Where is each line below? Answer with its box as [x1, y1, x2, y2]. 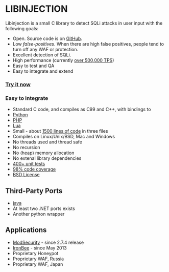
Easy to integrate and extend [12, 68, 74, 74]
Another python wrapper [12, 211, 65, 217]
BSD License [12, 172, 40, 178]
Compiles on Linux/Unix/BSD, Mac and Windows [12, 134, 115, 140]
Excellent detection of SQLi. [12, 52, 71, 58]
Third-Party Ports [5, 186, 63, 195]
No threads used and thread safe [12, 139, 83, 145]
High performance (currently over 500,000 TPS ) [12, 57, 114, 63]
